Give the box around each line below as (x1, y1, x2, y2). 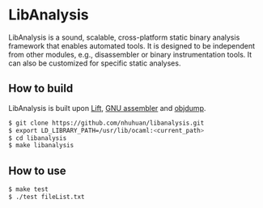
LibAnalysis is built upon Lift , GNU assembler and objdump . (8, 103, 206, 112)
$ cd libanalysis (8, 134, 67, 142)
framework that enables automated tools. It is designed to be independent (8, 40, 256, 50)
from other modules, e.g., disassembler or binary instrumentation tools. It (8, 49, 252, 59)
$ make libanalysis (8, 142, 74, 150)
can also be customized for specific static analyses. (8, 58, 181, 68)
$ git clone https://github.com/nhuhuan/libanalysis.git (8, 119, 205, 127)
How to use (8, 163, 66, 177)
